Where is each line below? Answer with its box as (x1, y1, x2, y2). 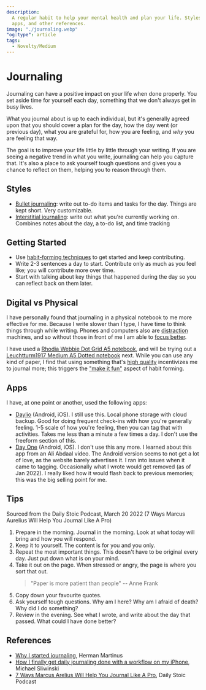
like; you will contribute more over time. (15, 266, 115, 274)
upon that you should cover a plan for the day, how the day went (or (6, 121, 178, 129)
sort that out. (15, 567, 48, 575)
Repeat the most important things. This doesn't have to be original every (15, 548, 198, 556)
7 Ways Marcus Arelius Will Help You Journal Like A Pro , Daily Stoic (15, 671, 186, 678)
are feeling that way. (6, 134, 58, 142)
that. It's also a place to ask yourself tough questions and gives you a (6, 159, 181, 166)
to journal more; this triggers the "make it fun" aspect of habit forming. (6, 365, 185, 372)
